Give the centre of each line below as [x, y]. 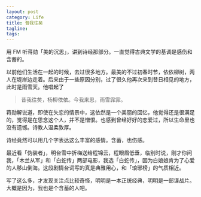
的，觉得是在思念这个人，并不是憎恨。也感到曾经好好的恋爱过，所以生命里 [98, 120]
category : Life [25, 17]
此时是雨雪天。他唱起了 [35, 87]
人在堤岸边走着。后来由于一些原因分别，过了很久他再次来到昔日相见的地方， [100, 80]
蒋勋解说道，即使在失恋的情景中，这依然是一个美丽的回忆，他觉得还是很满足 [100, 113]
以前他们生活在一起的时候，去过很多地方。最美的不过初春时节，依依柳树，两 [100, 72]
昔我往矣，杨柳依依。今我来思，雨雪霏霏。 [73, 100]
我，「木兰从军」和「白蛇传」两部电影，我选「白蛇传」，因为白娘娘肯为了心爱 [100, 160]
